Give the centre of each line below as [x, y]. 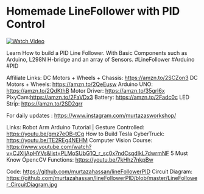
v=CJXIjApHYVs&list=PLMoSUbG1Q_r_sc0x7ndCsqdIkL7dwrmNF [88, 153]
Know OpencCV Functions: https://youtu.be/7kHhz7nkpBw [80, 159]
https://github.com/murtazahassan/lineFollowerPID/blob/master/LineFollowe [102, 178]
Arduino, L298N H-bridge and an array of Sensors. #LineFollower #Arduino [100, 59]
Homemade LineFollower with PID [93, 11]
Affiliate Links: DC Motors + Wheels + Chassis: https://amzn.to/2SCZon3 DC [102, 77]
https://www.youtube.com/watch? [49, 146]
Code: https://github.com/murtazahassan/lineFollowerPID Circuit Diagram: [100, 171]
